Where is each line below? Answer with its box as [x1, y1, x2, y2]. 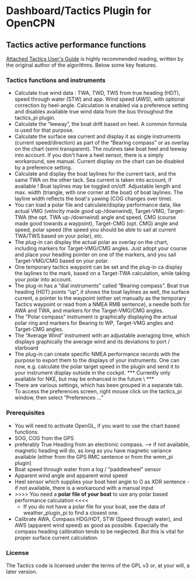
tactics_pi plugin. [14, 114, 55, 121]
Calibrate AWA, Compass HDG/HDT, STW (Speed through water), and [14, 515, 183, 522]
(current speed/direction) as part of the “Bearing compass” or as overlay [14, 139, 190, 146]
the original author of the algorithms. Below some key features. [6, 61, 157, 68]
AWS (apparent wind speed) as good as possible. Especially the [14, 521, 168, 528]
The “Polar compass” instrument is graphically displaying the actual [14, 313, 177, 320]
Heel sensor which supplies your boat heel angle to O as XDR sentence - [14, 478, 190, 485]
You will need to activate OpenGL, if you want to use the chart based [14, 422, 180, 429]
